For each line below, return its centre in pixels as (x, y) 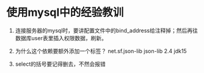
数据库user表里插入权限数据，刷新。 (61, 38)
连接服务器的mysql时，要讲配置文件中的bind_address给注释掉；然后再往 (107, 30)
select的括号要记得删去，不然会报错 (60, 64)
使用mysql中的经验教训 (65, 12)
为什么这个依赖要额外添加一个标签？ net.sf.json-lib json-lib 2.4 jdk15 (101, 51)
